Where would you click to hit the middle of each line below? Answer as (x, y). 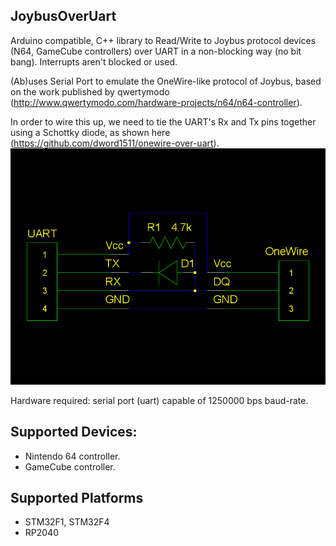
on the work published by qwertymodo (90, 91)
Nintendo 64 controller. (72, 456)
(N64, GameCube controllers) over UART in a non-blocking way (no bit (156, 51)
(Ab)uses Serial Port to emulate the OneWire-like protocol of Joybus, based (166, 81)
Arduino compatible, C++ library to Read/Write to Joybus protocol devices (163, 40)
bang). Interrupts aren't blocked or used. (94, 61)
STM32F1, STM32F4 (67, 522)
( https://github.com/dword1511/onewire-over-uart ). (115, 143)
